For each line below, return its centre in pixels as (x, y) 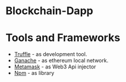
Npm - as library (34, 73)
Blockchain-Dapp (49, 11)
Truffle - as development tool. (51, 54)
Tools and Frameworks (63, 38)
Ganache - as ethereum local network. (61, 61)
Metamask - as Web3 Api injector (55, 67)
